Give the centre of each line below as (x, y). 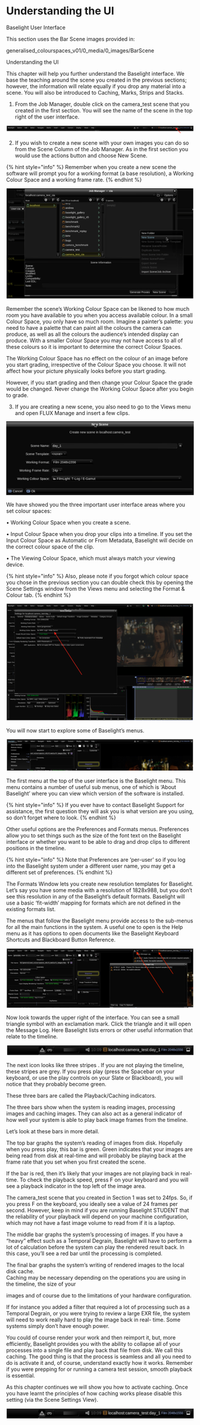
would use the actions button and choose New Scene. (81, 155)
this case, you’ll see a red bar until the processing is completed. (84, 1253)
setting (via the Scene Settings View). (52, 1399)
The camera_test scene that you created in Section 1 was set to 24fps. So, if (99, 1198)
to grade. (17, 395)
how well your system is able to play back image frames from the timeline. (97, 1120)
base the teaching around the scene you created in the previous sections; (96, 80)
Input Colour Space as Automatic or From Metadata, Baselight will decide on (100, 541)
